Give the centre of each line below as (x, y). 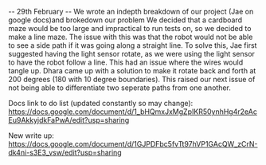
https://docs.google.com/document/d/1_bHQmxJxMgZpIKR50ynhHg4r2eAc (133, 112)
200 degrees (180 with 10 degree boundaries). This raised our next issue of (132, 79)
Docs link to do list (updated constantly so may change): (101, 103)
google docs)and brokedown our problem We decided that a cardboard (125, 20)
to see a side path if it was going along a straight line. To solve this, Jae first (133, 45)
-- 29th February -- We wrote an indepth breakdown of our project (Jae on (131, 12)
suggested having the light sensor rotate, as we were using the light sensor (131, 54)
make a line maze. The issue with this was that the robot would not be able (131, 37)
